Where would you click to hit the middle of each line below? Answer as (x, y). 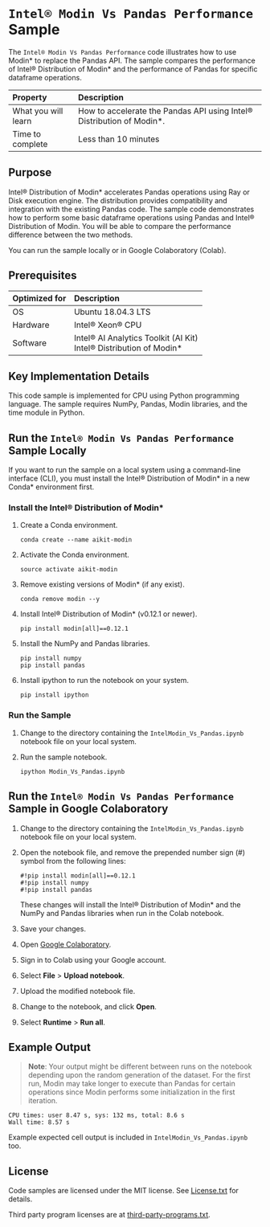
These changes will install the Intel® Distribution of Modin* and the (130, 904)
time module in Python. (47, 413)
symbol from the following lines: (73, 861)
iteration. (43, 1101)
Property (30, 97)
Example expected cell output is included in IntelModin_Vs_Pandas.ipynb (128, 1137)
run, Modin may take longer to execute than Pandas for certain (131, 1084)
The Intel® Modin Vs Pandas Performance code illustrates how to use (123, 51)
